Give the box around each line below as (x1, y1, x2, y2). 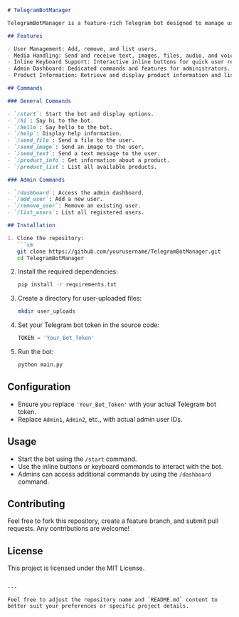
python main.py (17, 361, 63, 368)
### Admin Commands (7, 176, 65, 183)
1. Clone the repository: (7, 234, 84, 242)
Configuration (7, 381, 71, 393)
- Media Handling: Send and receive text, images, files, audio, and (7, 52, 218, 59)
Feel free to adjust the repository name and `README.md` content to (7, 596, 218, 603)
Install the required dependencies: (17, 267, 119, 276)
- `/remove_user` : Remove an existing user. (7, 202, 142, 209)
